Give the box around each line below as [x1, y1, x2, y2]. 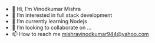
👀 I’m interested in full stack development [11, 12, 113, 19]
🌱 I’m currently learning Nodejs [11, 18, 87, 24]
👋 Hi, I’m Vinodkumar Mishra [11, 6, 81, 12]
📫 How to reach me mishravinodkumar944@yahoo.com [11, 31, 149, 37]
